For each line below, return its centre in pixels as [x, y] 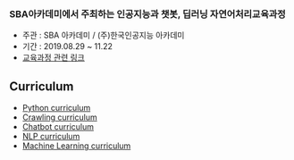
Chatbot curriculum [58, 127]
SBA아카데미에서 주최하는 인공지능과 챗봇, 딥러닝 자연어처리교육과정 [147, 13]
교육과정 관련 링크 [53, 58]
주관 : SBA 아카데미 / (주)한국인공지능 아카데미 [103, 35]
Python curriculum [56, 108]
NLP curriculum [51, 137]
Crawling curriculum [59, 117]
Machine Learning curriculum [76, 146]
